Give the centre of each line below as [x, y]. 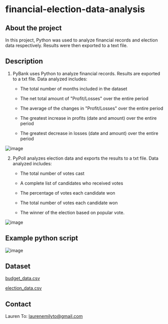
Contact [18, 304]
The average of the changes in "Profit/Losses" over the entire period [92, 108]
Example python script [42, 238]
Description [24, 61]
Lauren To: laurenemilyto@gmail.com [44, 316]
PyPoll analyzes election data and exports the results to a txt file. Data [85, 158]
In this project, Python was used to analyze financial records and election [81, 40]
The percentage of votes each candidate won [68, 193]
